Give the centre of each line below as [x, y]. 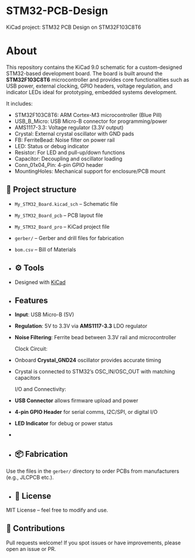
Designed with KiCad [40, 282]
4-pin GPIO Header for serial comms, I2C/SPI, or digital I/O [86, 412]
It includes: [19, 103]
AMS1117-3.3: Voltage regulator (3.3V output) [69, 127]
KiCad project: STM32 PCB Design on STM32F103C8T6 [74, 27]
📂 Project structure [41, 190]
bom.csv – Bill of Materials [45, 249]
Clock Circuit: [31, 349]
